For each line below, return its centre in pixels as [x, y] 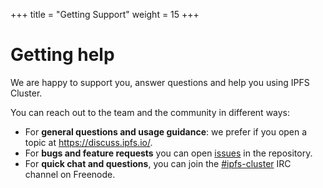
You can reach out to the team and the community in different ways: [150, 112]
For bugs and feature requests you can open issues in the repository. [168, 153]
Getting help [62, 55]
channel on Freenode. [70, 174]
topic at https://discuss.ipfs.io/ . [88, 142]
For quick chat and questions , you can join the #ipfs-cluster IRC [158, 163]
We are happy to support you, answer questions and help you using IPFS [160, 82]
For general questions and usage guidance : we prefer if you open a [166, 131]
